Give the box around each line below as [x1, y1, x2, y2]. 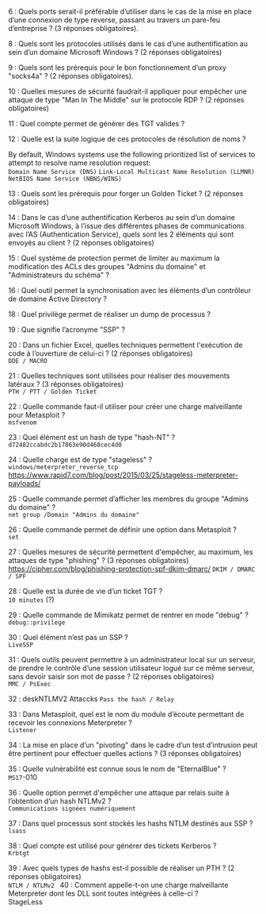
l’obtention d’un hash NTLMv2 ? [8, 796, 112, 805]
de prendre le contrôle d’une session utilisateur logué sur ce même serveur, [8, 663, 255, 673]
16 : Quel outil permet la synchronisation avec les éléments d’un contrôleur [8, 286, 252, 295]
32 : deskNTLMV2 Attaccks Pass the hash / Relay [8, 694, 175, 704]
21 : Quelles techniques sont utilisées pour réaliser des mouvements [8, 371, 230, 380]
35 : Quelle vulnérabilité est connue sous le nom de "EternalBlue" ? [8, 764, 227, 773]
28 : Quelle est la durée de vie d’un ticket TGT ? [8, 587, 163, 596]
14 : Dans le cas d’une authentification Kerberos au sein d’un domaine [8, 213, 236, 222]
